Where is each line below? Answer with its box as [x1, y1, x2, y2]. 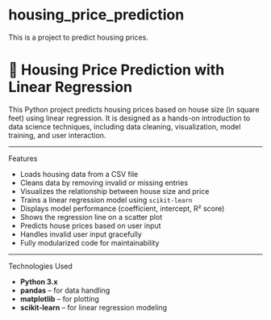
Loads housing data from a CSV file [19, 169, 139, 179]
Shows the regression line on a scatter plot [19, 212, 163, 221]
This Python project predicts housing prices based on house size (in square [8, 104, 260, 114]
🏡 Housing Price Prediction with [8, 61, 225, 79]
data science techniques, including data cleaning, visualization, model [8, 121, 241, 131]
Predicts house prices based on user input [19, 221, 161, 230]
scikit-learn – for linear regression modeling [19, 302, 168, 312]
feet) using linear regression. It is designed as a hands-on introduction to [8, 113, 251, 123]
